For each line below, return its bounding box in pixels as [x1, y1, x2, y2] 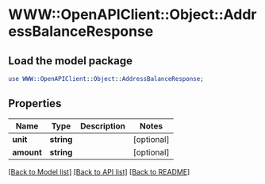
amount [12, 147, 42, 158]
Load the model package [8, 54, 133, 67]
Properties [8, 97, 62, 110]
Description [80, 121, 125, 132]
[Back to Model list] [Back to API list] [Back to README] [8, 167, 190, 176]
